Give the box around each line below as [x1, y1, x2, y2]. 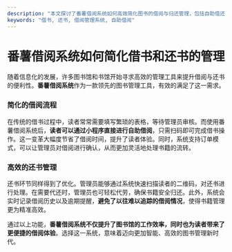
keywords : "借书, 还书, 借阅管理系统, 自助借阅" [7, 17, 135, 24]
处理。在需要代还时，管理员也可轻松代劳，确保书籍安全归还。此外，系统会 [12, 188, 225, 197]
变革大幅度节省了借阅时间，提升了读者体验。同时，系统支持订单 [30, 134, 213, 143]
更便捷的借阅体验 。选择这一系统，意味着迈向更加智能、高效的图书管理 [7, 229, 207, 237]
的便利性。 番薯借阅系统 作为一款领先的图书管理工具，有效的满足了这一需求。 [7, 81, 225, 90]
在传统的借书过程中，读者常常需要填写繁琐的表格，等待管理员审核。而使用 [7, 117, 219, 125]
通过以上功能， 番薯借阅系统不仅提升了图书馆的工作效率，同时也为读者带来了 [7, 220, 225, 228]
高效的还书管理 [7, 162, 57, 172]
